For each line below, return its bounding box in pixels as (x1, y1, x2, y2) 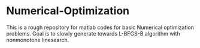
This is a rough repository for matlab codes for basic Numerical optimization (6, 24, 195, 31)
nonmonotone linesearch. (6, 36, 69, 43)
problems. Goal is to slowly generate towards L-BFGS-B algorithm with (6, 30, 181, 37)
